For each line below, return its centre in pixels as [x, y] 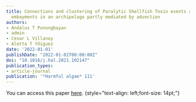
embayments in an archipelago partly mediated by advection [86, 17]
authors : [17, 22]
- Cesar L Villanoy [30, 38]
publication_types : [30, 66]
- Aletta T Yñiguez [30, 44]
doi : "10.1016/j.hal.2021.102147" [48, 60]
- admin [15, 33]
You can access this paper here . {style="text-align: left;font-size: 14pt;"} [93, 93]
